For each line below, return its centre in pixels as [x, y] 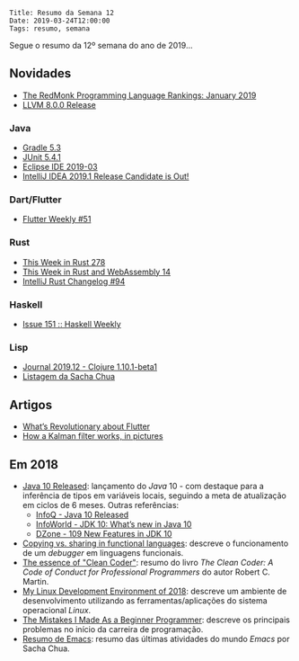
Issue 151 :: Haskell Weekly [71, 324]
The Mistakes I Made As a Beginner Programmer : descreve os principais [156, 620]
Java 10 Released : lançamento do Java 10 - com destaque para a [143, 486]
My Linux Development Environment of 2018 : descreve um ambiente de [154, 591]
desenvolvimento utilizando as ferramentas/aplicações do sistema [145, 600]
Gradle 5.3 [41, 147]
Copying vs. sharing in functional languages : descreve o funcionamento [155, 543]
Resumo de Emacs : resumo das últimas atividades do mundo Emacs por [156, 639]
